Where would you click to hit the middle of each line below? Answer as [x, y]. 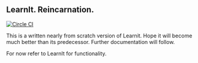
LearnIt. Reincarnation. [50, 10]
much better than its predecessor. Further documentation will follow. [91, 42]
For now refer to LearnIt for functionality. [56, 53]
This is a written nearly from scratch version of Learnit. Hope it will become [99, 36]
